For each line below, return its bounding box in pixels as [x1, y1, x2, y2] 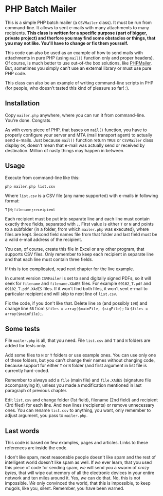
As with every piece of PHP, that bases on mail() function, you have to [5, 127, 147, 133]
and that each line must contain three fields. [5, 256, 93, 262]
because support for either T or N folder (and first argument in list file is [5, 362, 147, 369]
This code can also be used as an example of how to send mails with [5, 50, 143, 56]
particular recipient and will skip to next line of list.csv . [5, 291, 118, 297]
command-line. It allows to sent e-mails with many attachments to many [5, 24, 149, 30]
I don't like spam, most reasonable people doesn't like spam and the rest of [5, 455, 156, 460]
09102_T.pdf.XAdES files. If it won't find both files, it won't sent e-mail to [5, 285, 148, 291]
